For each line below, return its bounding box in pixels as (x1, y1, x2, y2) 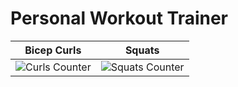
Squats (124, 43, 160, 57)
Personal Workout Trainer (10, 7, 229, 30)
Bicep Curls (24, 43, 82, 57)
